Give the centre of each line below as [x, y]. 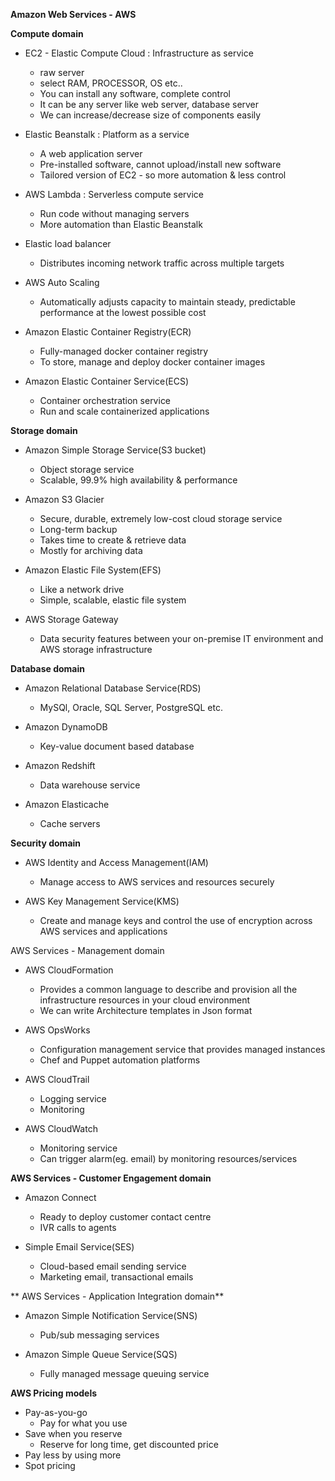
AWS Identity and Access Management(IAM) [116, 862]
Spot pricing [50, 1465]
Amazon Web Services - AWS [73, 14]
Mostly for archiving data [91, 550]
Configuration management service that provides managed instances [182, 1049]
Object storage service [87, 469]
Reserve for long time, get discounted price [129, 1444]
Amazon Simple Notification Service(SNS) [111, 1315]
